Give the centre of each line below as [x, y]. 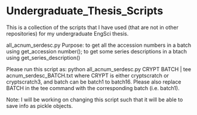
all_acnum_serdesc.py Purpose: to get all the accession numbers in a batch [99, 45]
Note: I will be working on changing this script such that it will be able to [95, 100]
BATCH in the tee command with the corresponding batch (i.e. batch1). [93, 88]
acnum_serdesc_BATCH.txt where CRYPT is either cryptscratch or [87, 75]
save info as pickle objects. [40, 106]
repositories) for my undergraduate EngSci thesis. [67, 33]
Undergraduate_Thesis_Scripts [85, 11]
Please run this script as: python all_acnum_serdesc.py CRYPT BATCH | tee [99, 69]
